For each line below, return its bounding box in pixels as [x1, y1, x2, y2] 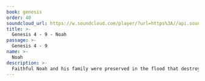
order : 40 [6, 15, 32, 21]
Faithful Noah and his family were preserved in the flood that [12, 65, 179, 72]
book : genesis [6, 9, 43, 15]
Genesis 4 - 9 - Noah [12, 32, 67, 38]
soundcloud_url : [6, 20, 48, 26]
